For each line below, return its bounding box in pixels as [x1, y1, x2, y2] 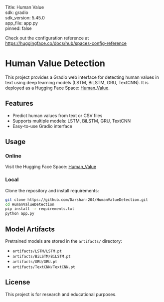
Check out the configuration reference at [5, 35, 89, 41]
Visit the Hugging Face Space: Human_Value [5, 164, 96, 170]
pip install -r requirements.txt [5, 206, 75, 211]
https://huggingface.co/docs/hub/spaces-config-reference [5, 40, 127, 46]
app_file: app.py [5, 20, 38, 26]
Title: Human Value [5, 4, 44, 10]
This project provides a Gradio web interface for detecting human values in [5, 74, 160, 80]
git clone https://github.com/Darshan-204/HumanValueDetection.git [5, 197, 149, 202]
